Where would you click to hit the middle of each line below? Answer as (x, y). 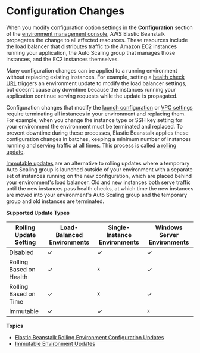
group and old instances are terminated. (55, 201)
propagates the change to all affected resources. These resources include (97, 40)
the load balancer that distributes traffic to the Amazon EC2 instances (92, 46)
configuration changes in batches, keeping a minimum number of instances (99, 139)
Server (168, 235)
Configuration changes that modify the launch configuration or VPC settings (99, 107)
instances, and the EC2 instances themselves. (62, 59)
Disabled (21, 252)
